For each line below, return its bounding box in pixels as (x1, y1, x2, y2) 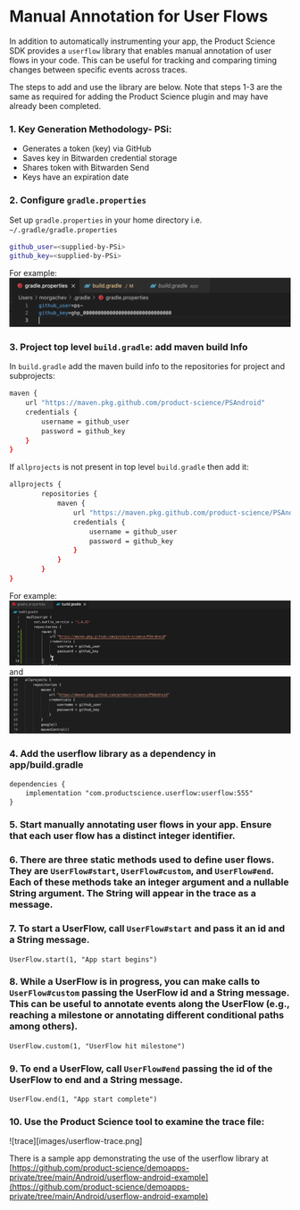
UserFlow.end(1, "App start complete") (9, 1095, 158, 1105)
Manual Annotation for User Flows (9, 6, 269, 27)
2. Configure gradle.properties (9, 194, 147, 206)
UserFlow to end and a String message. (9, 1073, 183, 1086)
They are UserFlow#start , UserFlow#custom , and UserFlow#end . (9, 865, 274, 878)
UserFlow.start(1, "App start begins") (9, 954, 158, 964)
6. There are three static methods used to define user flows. (9, 853, 275, 866)
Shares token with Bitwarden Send (21, 163, 150, 173)
